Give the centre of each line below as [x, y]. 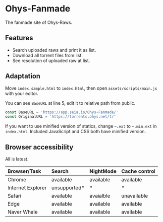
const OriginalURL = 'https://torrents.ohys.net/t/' [61, 117]
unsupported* [68, 188]
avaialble [100, 196]
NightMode [103, 171]
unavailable [135, 196]
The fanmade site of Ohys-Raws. [39, 22]
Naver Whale [23, 212]
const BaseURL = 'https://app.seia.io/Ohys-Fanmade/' [62, 112]
